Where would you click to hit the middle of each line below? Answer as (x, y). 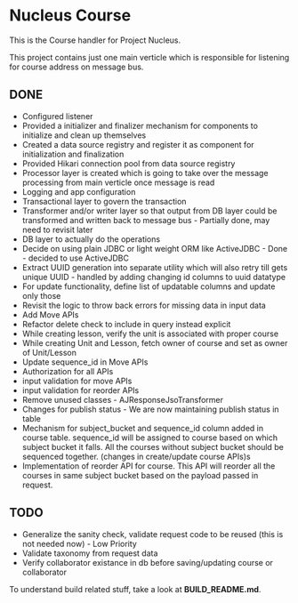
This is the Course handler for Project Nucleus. (95, 40)
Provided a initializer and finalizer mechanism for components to (140, 125)
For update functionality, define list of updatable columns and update (149, 286)
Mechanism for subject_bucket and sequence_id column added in (143, 428)
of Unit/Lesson (49, 352)
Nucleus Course (70, 16)
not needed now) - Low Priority (80, 543)
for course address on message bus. (77, 67)
